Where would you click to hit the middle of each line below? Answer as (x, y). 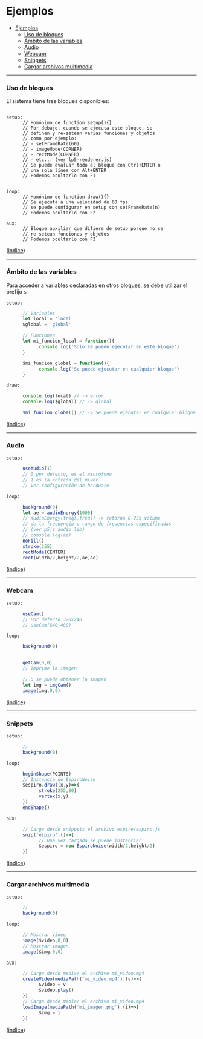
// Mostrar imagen (45, 946)
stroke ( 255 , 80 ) (58, 791)
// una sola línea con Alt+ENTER (64, 171)
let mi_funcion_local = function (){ (68, 341)
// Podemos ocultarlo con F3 (59, 239)
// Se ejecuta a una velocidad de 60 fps (75, 202)
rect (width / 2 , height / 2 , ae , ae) (60, 558)
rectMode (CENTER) (44, 552)
